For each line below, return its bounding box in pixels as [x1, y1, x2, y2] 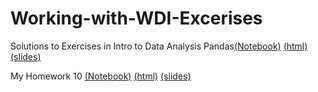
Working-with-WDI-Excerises [10, 7, 263, 30]
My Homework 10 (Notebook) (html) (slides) [10, 70, 192, 82]
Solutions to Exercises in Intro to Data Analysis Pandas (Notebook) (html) [10, 40, 308, 52]
